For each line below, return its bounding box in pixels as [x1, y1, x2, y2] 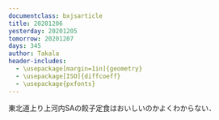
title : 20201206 [8, 19, 63, 28]
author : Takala [8, 49, 60, 58]
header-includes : [8, 58, 67, 66]
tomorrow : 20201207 [8, 34, 74, 43]
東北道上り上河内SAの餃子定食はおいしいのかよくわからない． [8, 103, 216, 113]
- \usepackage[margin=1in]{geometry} [15, 65, 143, 73]
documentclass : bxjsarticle [8, 11, 103, 20]
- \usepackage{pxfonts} [15, 79, 95, 88]
